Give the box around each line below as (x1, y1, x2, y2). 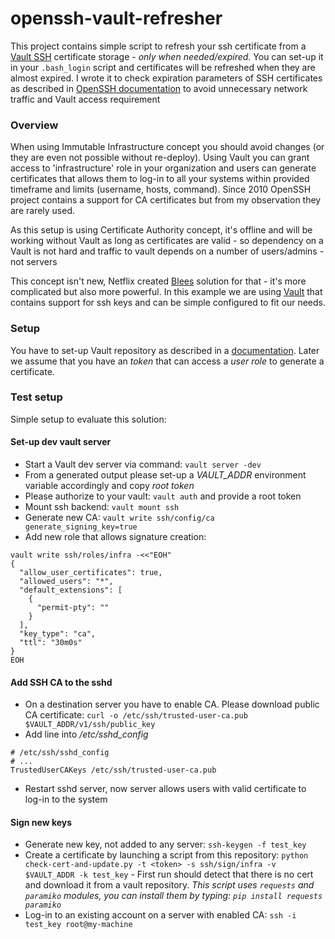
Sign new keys (10, 816, 73, 828)
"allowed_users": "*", (19, 577, 114, 587)
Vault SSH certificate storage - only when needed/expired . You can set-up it (10, 50, 324, 62)
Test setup (10, 390, 63, 404)
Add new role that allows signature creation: (24, 531, 207, 543)
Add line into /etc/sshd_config (24, 728, 149, 741)
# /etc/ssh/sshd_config (10, 748, 110, 758)
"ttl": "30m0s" (19, 638, 83, 648)
